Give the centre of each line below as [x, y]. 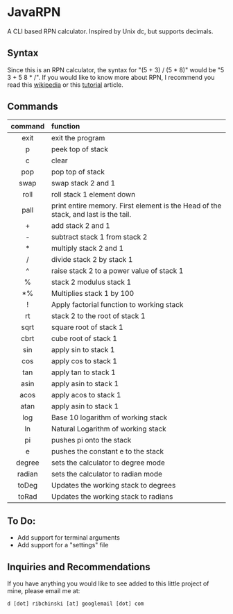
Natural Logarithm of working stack [109, 429]
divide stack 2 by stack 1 [92, 259]
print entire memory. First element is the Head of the [136, 206]
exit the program [78, 138]
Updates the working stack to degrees [113, 485]
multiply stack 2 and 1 [87, 248]
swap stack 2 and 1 [83, 183]
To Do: [21, 521]
